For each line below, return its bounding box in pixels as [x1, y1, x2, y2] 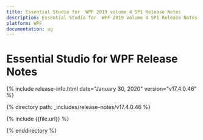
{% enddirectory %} [6, 127, 57, 135]
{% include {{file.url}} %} [6, 115, 69, 122]
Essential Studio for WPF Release [6, 52, 178, 66]
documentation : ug [6, 26, 53, 32]
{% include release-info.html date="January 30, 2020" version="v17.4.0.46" [6, 85, 197, 93]
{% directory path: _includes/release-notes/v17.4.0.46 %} [6, 103, 151, 111]
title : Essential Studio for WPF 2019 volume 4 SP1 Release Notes [6, 9, 182, 15]
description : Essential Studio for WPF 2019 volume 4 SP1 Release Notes [6, 15, 198, 21]
